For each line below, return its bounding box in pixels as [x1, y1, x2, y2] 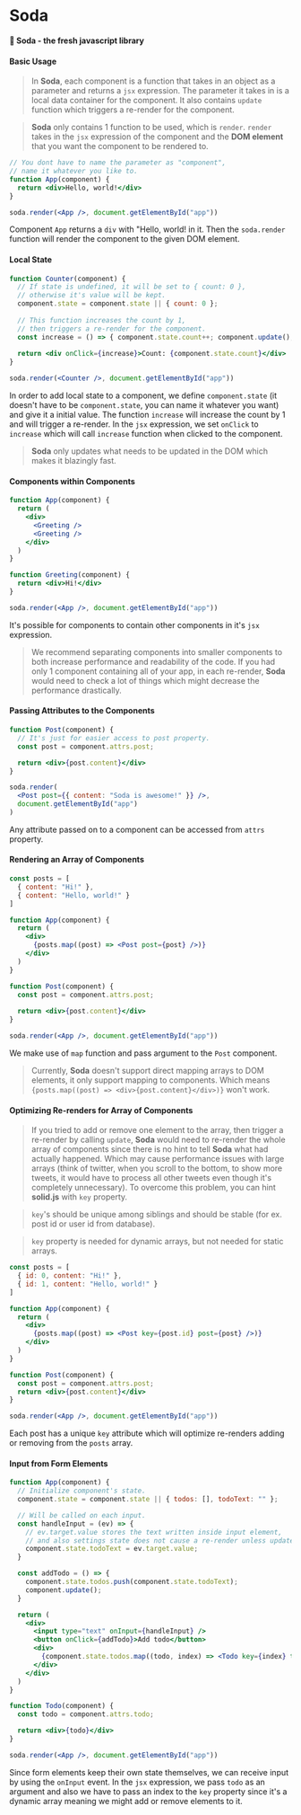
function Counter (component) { [9, 274, 126, 283]
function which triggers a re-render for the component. [30, 104, 235, 115]
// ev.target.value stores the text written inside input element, [25, 1527, 282, 1536]
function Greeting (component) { [9, 571, 130, 580]
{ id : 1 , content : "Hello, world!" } [17, 1279, 159, 1288]
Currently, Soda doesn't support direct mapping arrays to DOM [30, 1065, 264, 1076]
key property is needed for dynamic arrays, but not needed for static [30, 1236, 284, 1247]
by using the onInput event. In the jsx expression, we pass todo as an [9, 1776, 266, 1787]
